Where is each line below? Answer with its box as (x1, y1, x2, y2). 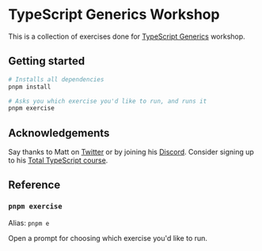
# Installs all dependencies (8, 75, 104, 84)
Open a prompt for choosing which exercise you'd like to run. (8, 233, 208, 242)
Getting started (8, 54, 85, 68)
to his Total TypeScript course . (8, 155, 108, 165)
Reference (8, 178, 61, 192)
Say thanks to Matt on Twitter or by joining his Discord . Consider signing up (8, 148, 255, 157)
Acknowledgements (8, 126, 110, 140)
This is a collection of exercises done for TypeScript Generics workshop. (8, 32, 245, 41)
